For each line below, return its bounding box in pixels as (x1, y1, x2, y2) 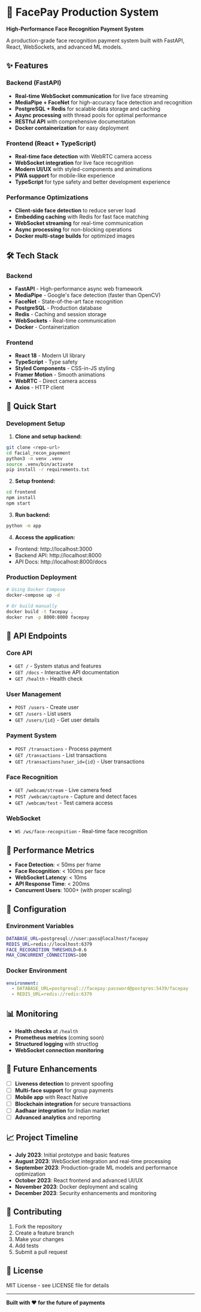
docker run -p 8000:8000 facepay (6, 614, 90, 620)
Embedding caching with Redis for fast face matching (14, 213, 149, 221)
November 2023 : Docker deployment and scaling (14, 1183, 138, 1190)
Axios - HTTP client (14, 384, 65, 391)
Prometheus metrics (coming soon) (14, 1034, 105, 1041)
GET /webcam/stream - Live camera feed (14, 786, 112, 794)
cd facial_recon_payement (6, 450, 71, 456)
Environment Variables (6, 922, 74, 930)
